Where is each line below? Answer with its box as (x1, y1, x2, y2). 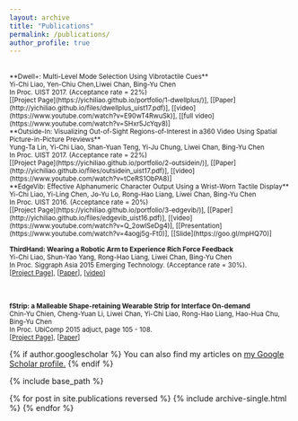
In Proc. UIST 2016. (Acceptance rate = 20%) (9, 198, 149, 207)
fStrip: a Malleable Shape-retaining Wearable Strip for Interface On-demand (9, 302, 251, 311)
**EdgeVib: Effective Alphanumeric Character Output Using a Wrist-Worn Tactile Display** (9, 182, 290, 191)
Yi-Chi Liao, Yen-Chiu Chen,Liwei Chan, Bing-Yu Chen (9, 80, 177, 90)
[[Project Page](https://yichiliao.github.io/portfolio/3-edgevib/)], (9, 206, 206, 215)
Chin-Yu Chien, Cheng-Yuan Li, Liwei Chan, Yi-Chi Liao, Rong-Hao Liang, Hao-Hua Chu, (9, 310, 280, 319)
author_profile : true (9, 38, 91, 48)
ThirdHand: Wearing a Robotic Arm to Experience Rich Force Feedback (9, 245, 233, 254)
